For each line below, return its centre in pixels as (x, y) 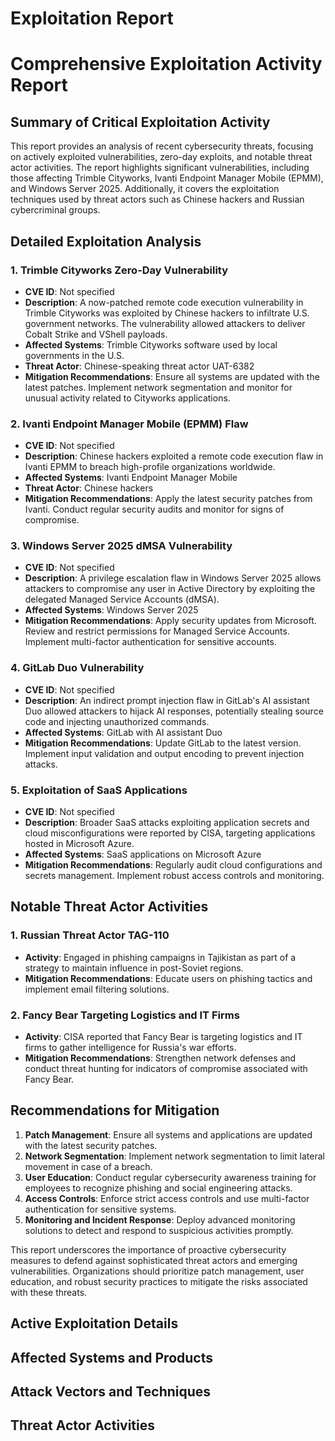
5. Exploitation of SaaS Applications (99, 790)
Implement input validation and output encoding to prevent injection (164, 753)
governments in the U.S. (74, 355)
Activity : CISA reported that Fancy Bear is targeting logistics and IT (163, 1037)
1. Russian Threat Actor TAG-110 (90, 935)
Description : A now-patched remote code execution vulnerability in (164, 302)
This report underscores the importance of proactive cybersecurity (148, 1249)
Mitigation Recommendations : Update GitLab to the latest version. (163, 743)
